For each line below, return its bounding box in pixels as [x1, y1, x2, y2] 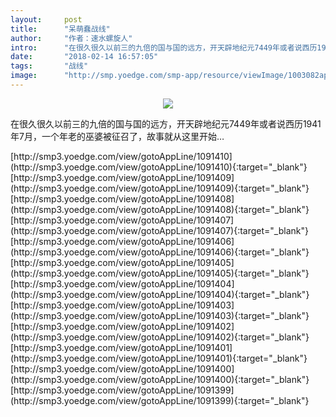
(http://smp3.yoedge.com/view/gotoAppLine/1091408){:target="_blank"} [10, 203, 310, 215]
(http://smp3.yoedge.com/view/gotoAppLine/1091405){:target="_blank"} [10, 267, 310, 279]
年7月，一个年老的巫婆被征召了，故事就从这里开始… [10, 130, 225, 142]
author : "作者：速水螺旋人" [10, 33, 133, 43]
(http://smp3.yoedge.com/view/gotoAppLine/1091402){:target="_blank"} [10, 331, 310, 343]
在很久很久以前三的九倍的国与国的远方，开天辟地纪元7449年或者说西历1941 [10, 117, 322, 130]
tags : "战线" [10, 61, 89, 71]
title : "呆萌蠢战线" [10, 24, 111, 34]
